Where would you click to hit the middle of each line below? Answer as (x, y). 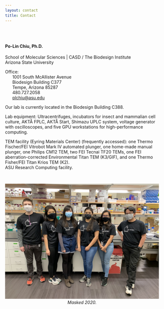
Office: (12, 72)
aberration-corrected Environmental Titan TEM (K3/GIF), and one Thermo (79, 157)
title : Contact (20, 15)
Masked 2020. (82, 302)
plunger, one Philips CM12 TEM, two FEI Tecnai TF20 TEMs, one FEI (73, 152)
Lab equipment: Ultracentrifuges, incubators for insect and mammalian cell (80, 116)
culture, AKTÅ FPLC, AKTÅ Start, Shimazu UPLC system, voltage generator (80, 121)
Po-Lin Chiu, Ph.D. (24, 46)
